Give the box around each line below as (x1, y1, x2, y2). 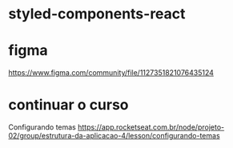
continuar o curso (8, 96, 130, 114)
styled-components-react (8, 5, 186, 23)
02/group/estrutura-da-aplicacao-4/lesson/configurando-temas (8, 131, 220, 141)
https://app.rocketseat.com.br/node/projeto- (77, 122, 225, 132)
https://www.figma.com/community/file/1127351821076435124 (8, 68, 215, 78)
